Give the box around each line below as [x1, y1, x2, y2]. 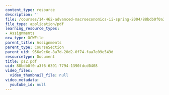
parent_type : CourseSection [5, 45, 64, 50]
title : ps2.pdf [5, 59, 37, 64]
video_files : [5, 68, 33, 73]
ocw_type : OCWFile [5, 36, 44, 41]
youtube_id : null [10, 82, 46, 87]
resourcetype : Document [5, 54, 55, 59]
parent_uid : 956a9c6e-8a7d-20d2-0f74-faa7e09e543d [5, 49, 114, 54]
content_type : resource [5, 7, 55, 13]
